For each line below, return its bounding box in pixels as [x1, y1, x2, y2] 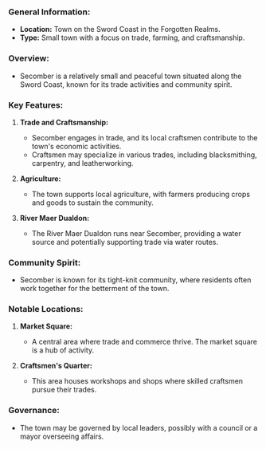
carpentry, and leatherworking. [31, 158, 134, 167]
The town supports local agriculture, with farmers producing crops [31, 189, 251, 199]
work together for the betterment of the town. [19, 284, 170, 293]
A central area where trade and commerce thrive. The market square [31, 337, 257, 347]
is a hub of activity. [31, 345, 94, 355]
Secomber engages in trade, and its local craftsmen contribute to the [31, 132, 258, 142]
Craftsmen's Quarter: [19, 361, 93, 371]
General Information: [8, 6, 91, 18]
